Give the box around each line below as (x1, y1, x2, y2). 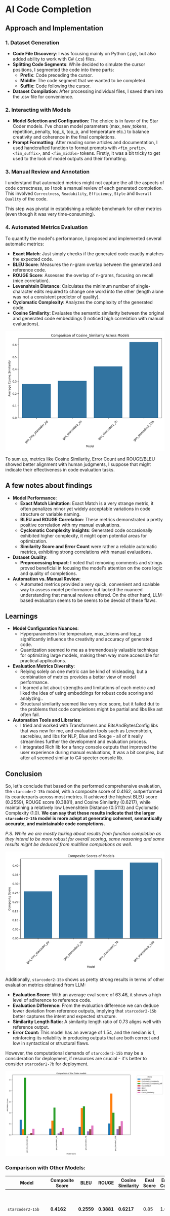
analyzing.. (20, 695, 43, 701)
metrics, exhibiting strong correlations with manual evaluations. (20, 549, 152, 555)
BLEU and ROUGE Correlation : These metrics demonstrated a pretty (20, 516, 163, 522)
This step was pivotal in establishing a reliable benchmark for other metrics (5, 206, 162, 212)
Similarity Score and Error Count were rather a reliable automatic (20, 543, 157, 549)
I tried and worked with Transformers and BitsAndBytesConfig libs (20, 722, 158, 729)
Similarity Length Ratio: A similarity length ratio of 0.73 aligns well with (12, 1019, 161, 1025)
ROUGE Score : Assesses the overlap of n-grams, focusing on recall (12, 272, 154, 278)
